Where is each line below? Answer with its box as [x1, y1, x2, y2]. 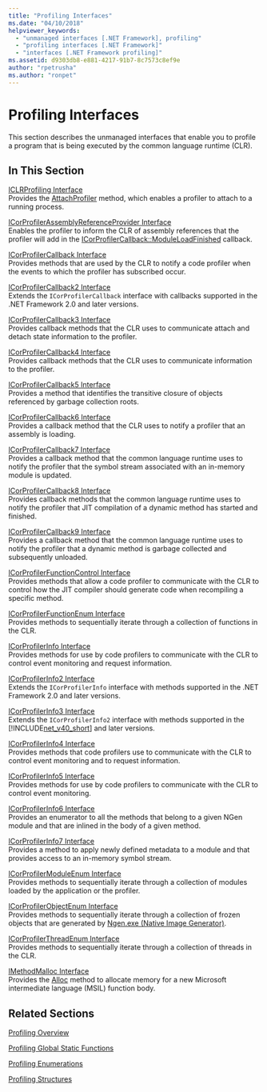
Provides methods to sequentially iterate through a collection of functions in [8, 618, 258, 627]
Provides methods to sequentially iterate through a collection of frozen [8, 910, 241, 920]
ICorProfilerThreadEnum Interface [8, 934, 120, 944]
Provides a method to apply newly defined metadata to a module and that [8, 845, 250, 854]
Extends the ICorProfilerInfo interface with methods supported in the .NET [8, 682, 259, 692]
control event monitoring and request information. [8, 658, 173, 668]
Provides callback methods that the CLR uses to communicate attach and [8, 323, 250, 333]
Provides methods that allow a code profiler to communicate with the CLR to [8, 577, 260, 586]
